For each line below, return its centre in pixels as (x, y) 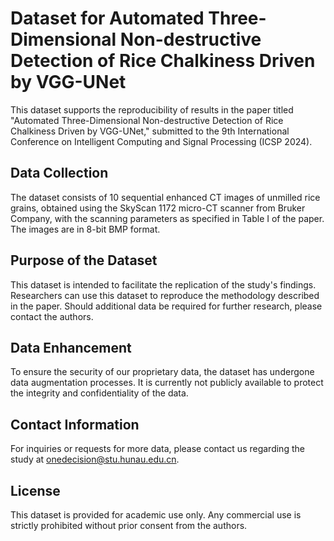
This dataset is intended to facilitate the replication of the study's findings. (163, 284)
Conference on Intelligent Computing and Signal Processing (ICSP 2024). (161, 141)
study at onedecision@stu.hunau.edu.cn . (95, 459)
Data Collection (59, 173)
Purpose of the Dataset (84, 260)
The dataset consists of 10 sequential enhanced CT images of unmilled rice (165, 197)
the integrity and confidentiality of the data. (99, 393)
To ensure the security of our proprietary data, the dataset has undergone (162, 372)
